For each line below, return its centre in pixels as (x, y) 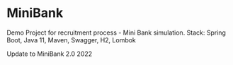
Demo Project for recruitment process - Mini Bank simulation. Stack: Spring (116, 32)
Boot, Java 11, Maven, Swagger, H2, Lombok (71, 40)
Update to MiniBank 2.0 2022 (50, 54)
